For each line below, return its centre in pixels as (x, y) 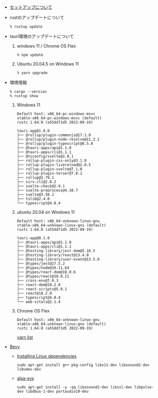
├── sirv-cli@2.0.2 (37, 182)
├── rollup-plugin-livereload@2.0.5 (54, 165)
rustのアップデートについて (37, 17)
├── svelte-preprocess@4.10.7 (47, 190)
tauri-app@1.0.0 (33, 131)
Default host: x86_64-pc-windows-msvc (56, 114)
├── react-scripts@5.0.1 (42, 289)
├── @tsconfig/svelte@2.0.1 (45, 156)
